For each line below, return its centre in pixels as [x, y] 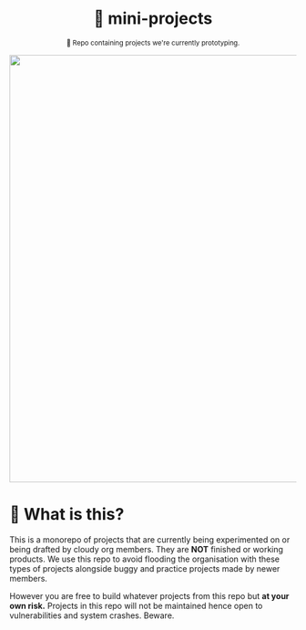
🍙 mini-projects [153, 19]
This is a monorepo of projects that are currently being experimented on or [150, 539]
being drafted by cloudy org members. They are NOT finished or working [147, 549]
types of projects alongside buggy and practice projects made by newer [145, 568]
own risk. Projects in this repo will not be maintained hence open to [136, 605]
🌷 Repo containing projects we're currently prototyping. [153, 43]
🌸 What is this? [67, 515]
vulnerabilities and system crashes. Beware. [92, 615]
